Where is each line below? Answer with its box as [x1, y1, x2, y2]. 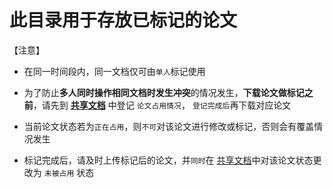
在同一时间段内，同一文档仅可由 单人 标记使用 [23, 65, 206, 77]
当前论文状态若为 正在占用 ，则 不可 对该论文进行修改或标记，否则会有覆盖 [23, 120, 315, 132]
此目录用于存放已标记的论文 [9, 9, 238, 32]
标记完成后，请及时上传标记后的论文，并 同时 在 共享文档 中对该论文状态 [23, 154, 314, 166]
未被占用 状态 [43, 166, 95, 178]
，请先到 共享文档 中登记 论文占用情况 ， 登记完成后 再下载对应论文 [32, 99, 292, 111]
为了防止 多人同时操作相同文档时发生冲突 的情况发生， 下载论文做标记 [23, 86, 305, 98]
